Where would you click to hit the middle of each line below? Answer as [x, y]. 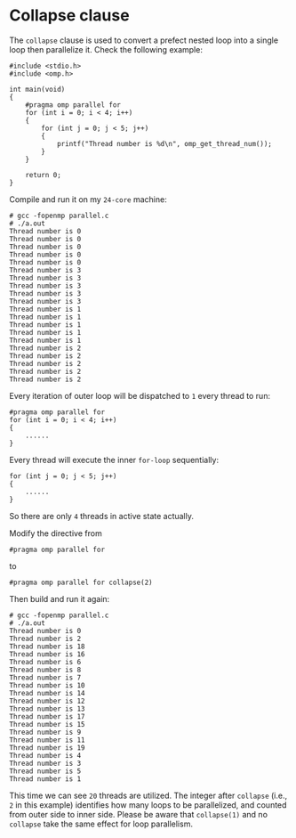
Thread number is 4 [45, 755]
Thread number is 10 [48, 685]
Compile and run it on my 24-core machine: [88, 199]
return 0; [44, 175]
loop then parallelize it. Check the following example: [106, 49]
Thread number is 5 [45, 771]
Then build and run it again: [60, 598]
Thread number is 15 [48, 724]
